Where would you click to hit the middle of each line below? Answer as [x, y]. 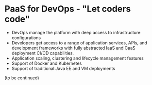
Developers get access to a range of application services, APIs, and [79, 42]
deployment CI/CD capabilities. [42, 53]
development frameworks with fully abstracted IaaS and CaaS [73, 48]
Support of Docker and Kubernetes [47, 63]
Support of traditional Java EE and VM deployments [63, 68]
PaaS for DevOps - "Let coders [68, 9]
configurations [26, 38]
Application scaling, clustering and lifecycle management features [77, 58]
